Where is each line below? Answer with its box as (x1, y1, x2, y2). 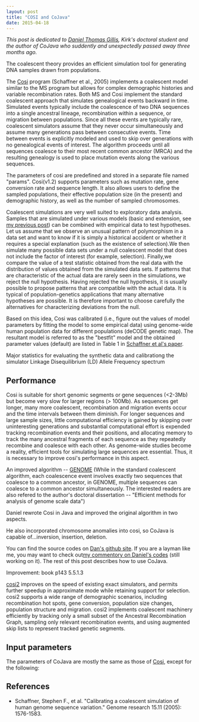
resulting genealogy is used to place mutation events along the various (6, 154, 179, 161)
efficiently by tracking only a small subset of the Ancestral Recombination (6, 612, 187, 620)
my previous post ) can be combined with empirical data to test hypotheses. (6, 221, 191, 229)
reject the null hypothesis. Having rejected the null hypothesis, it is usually (6, 278, 187, 286)
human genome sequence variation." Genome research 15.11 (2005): (14, 704, 182, 711)
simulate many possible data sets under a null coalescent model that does (6, 246, 187, 254)
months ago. (6, 49, 37, 56)
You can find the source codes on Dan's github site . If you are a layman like (6, 545, 191, 552)
